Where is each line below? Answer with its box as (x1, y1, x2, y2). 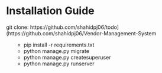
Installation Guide (6, 4, 95, 18)
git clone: (6, 24, 29, 31)
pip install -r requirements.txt (23, 41, 95, 48)
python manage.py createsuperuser (23, 54, 111, 61)
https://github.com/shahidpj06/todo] (30, 24, 119, 31)
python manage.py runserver (23, 60, 95, 67)
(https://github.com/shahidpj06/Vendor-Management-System (6, 29, 157, 36)
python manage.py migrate (23, 47, 90, 54)
